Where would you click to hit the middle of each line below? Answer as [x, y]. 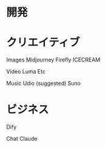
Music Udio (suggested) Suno [43, 83]
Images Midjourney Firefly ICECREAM [53, 60]
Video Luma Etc [26, 72]
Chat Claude [22, 139]
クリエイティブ [43, 43]
